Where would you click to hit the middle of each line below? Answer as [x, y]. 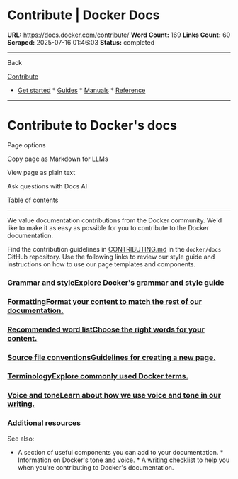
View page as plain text [41, 172]
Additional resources [44, 423]
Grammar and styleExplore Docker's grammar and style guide [116, 282]
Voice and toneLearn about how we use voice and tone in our [114, 395]
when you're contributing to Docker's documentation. [96, 467]
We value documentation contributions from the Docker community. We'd [115, 220]
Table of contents [33, 200]
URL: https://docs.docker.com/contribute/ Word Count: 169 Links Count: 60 [119, 35]
